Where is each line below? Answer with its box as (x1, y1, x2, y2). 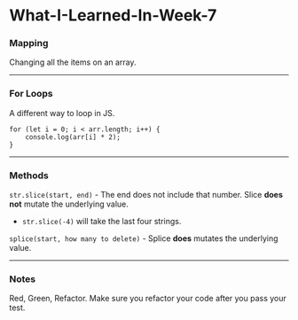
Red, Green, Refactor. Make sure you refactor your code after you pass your (9, 293, 286, 304)
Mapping (9, 37, 49, 50)
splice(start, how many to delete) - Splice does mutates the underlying (9, 233, 278, 244)
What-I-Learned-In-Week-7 (9, 5, 217, 26)
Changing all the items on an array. (9, 57, 137, 67)
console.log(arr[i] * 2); (25, 132, 122, 142)
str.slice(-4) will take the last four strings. (21, 216, 182, 227)
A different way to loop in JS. (9, 107, 115, 118)
